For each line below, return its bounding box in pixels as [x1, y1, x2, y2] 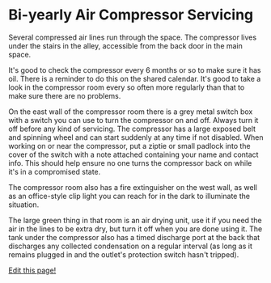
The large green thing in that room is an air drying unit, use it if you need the [8, 215, 262, 225]
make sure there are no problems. [8, 91, 121, 100]
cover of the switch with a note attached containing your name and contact [8, 150, 259, 159]
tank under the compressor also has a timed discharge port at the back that [8, 232, 260, 242]
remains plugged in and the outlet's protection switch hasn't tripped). [8, 249, 239, 260]
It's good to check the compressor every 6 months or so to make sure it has [8, 65, 261, 74]
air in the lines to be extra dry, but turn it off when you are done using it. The [8, 224, 263, 234]
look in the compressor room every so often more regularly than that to [8, 82, 245, 92]
